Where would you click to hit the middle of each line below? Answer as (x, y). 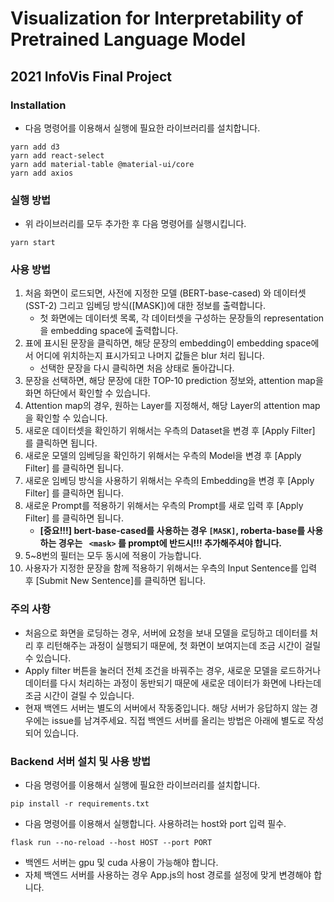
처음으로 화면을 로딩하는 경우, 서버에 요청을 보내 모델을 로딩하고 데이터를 (166, 633)
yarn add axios (42, 173)
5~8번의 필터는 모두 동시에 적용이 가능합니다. (113, 556)
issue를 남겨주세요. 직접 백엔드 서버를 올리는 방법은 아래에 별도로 (178, 720)
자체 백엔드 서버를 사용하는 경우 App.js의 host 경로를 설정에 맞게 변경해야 (168, 875)
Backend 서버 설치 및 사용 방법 (81, 761)
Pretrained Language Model (128, 39)
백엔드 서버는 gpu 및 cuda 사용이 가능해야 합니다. (121, 863)
